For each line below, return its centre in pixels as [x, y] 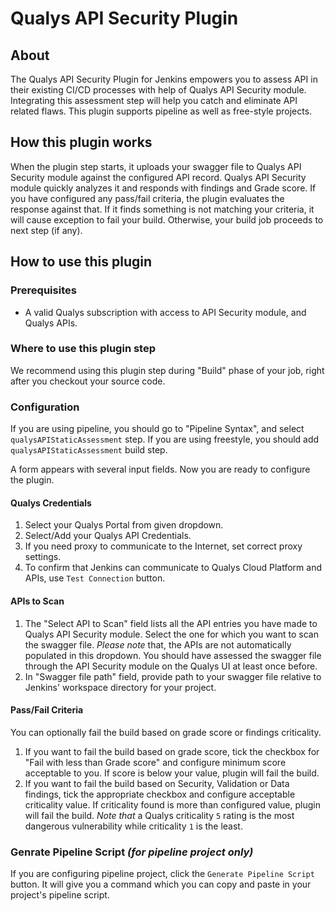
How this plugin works [81, 142]
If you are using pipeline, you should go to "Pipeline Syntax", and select [157, 429]
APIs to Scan [37, 601]
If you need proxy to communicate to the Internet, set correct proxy [163, 546]
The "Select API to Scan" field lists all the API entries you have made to [171, 623]
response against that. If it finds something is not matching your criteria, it [162, 209]
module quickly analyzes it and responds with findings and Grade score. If [163, 188]
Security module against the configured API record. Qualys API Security [158, 177]
